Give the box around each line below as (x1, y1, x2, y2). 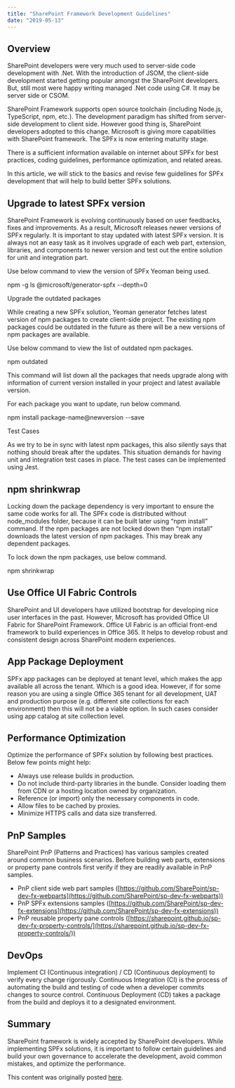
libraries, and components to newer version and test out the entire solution (7, 246, 223, 254)
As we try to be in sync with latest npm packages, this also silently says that (7, 441, 227, 449)
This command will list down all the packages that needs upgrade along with (7, 371, 229, 380)
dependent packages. (7, 539, 71, 548)
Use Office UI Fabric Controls (7, 587, 137, 599)
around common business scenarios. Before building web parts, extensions (7, 855, 226, 864)
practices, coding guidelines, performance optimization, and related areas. (7, 156, 223, 164)
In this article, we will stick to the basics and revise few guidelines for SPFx (7, 169, 224, 178)
